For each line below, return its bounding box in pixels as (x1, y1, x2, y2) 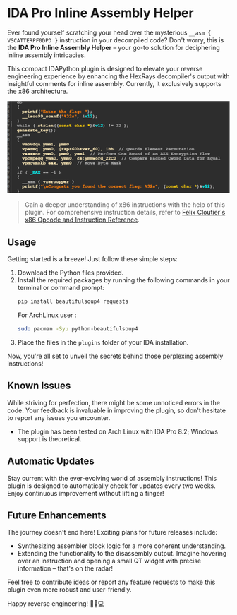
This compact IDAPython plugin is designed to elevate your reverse (7, 64, 203, 73)
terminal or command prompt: (17, 284, 104, 292)
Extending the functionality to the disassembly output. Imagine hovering (17, 549, 227, 558)
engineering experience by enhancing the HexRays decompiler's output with (7, 72, 230, 80)
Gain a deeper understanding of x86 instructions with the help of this (24, 201, 226, 209)
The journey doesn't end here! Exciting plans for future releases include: (7, 528, 217, 537)
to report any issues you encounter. (7, 413, 111, 422)
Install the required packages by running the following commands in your (17, 276, 230, 285)
